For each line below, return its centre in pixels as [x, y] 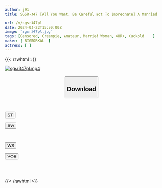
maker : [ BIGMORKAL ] [28, 41]
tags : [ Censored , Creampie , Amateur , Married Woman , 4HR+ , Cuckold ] [80, 36]
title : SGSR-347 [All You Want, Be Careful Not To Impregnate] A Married [81, 14]
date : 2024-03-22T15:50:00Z [33, 27]
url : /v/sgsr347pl [24, 23]
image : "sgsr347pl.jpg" [29, 32]
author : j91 [17, 9]
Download [81, 89]
